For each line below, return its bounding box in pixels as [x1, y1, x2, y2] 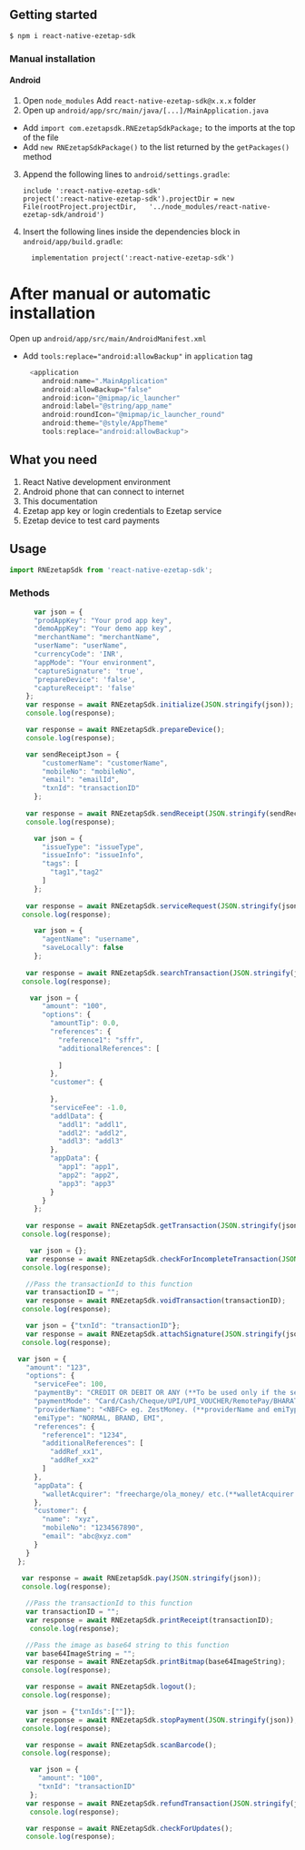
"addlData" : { [49, 1112, 103, 1121]
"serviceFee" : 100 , [33, 1380, 107, 1389]
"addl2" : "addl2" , [57, 1128, 128, 1138]
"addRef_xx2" [49, 1456, 100, 1465]
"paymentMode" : [33, 1397, 92, 1406]
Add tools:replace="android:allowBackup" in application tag [22, 350, 253, 361]
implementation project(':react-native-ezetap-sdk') [31, 253, 235, 262]
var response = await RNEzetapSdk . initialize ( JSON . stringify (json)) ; [25, 700, 295, 709]
